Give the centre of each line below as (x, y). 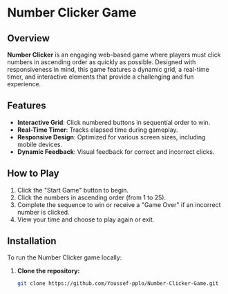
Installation (32, 241)
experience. (24, 84)
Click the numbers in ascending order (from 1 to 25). (92, 197)
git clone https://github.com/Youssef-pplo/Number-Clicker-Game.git (118, 284)
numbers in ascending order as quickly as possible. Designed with (102, 62)
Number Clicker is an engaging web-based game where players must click (114, 55)
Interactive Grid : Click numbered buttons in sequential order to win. (114, 122)
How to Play (34, 174)
